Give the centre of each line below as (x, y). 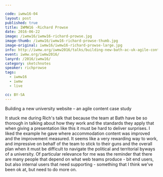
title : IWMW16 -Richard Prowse (37, 27)
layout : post (18, 18)
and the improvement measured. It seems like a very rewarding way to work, (81, 138)
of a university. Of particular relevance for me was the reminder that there (79, 154)
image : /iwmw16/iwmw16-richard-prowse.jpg (49, 36)
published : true (21, 23)
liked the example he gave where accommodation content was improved (78, 133)
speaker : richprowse (26, 68)
